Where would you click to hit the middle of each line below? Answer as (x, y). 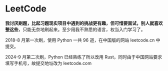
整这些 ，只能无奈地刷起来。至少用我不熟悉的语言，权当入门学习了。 (75, 29)
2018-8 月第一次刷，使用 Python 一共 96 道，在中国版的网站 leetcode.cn (80, 40)
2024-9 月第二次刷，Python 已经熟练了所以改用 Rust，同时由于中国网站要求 (84, 57)
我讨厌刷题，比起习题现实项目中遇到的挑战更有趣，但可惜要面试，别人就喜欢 (84, 23)
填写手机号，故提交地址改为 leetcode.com (48, 63)
